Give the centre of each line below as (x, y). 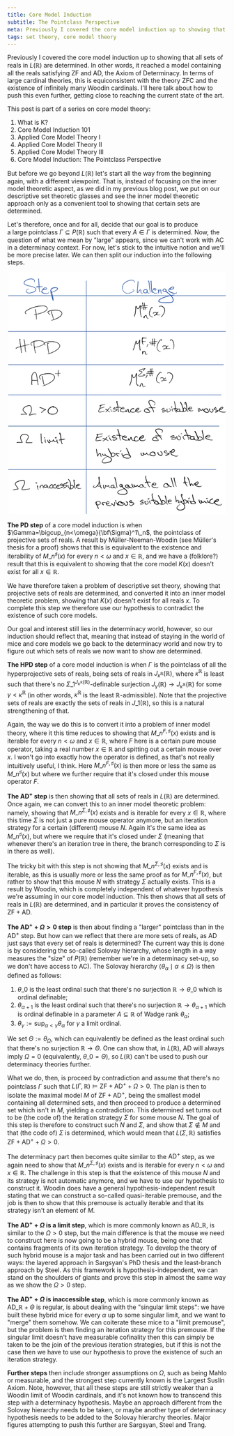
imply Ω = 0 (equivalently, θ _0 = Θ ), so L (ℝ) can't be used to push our (108, 1056)
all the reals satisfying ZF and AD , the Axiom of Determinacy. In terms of (111, 73)
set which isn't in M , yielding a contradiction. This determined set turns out (115, 1110)
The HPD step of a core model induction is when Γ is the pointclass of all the (117, 664)
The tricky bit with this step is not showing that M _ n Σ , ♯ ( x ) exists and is (108, 865)
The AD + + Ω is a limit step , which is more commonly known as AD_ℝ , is (111, 1224)
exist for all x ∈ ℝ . (33, 571)
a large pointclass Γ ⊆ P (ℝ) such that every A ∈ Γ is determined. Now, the (114, 232)
